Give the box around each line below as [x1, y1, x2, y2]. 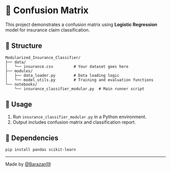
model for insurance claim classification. [5, 26, 90, 33]
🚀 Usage [5, 100, 32, 109]
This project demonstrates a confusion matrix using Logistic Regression [5, 21, 158, 27]
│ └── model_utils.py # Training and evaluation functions [5, 77, 154, 82]
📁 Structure [5, 42, 42, 50]
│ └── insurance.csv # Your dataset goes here [5, 64, 129, 69]
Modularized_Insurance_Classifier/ [5, 55, 81, 60]
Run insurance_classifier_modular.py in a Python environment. [12, 113, 147, 120]
